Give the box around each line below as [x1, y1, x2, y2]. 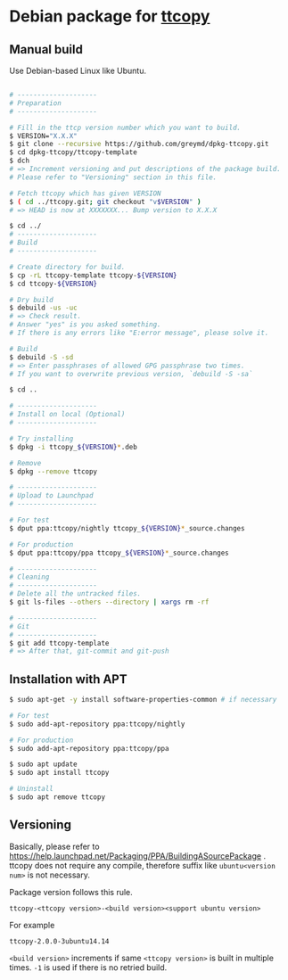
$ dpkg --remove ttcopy [9, 466, 98, 476]
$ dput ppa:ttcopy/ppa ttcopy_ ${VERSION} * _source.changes [9, 548, 229, 557]
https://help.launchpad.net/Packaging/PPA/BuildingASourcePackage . [9, 850, 266, 861]
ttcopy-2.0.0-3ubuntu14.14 [9, 936, 110, 946]
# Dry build [9, 295, 53, 304]
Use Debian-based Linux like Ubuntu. [9, 65, 147, 76]
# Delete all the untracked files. [9, 589, 142, 598]
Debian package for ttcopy [9, 6, 210, 27]
